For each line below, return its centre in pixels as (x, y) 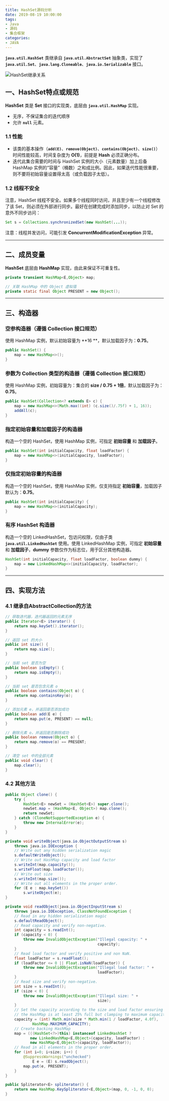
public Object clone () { (31, 795)
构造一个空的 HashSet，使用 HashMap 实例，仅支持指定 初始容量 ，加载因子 (84, 486)
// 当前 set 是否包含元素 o (31, 686)
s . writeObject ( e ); (43, 893)
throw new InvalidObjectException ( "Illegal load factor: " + (89, 968)
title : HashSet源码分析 (28, 10)
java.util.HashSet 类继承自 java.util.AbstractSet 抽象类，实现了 (74, 58)
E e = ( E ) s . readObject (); (60, 1061)
